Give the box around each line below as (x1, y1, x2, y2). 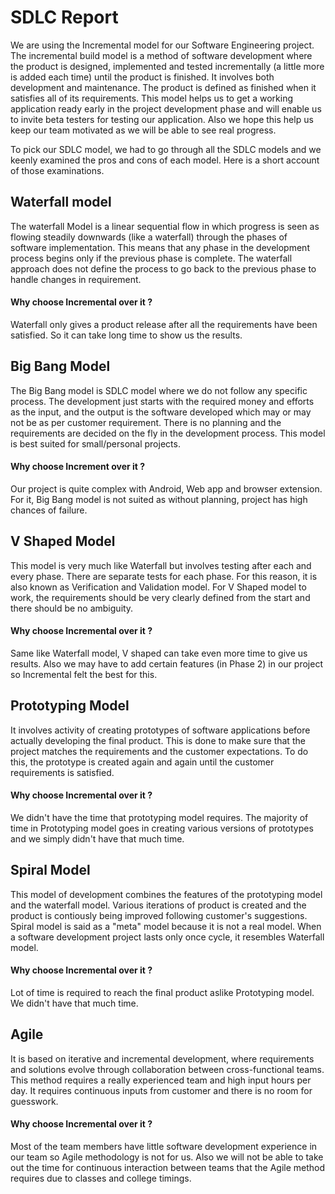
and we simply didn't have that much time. (10, 833, 185, 845)
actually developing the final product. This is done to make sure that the (10, 734, 306, 746)
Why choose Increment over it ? (10, 461, 146, 473)
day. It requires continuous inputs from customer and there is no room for (10, 1084, 313, 1096)
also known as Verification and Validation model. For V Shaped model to (10, 581, 307, 593)
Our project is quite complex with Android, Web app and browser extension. (10, 482, 323, 495)
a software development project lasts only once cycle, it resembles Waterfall (10, 931, 325, 943)
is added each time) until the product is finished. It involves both (10, 71, 275, 83)
